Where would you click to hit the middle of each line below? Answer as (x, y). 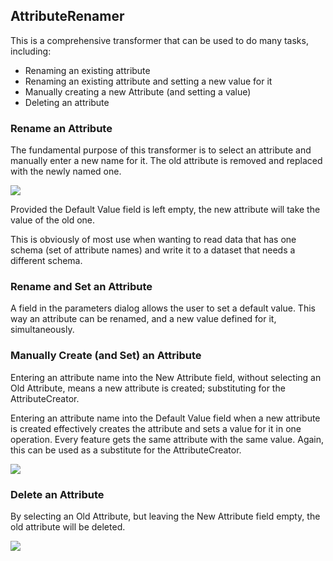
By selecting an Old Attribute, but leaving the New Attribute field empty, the (165, 516)
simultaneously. (42, 330)
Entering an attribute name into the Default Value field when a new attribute (165, 418)
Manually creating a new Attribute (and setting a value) (138, 91)
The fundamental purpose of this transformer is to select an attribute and (161, 150)
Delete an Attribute (57, 494)
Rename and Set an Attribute (81, 287)
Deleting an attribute (67, 102)
